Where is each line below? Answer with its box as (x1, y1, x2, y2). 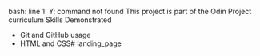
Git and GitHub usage (19, 31, 91, 39)
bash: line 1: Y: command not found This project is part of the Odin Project (8, 7, 252, 16)
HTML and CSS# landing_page (19, 39, 122, 48)
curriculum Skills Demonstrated (8, 15, 112, 24)
